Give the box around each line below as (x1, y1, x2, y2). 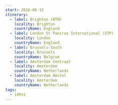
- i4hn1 (10, 92, 26, 97)
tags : (5, 87, 17, 92)
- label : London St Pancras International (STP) (10, 31, 114, 36)
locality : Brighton (14, 21, 55, 27)
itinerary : (5, 12, 28, 17)
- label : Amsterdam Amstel (10, 73, 67, 78)
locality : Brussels (14, 49, 55, 55)
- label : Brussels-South (10, 45, 62, 50)
